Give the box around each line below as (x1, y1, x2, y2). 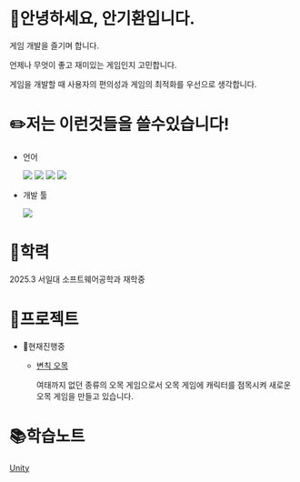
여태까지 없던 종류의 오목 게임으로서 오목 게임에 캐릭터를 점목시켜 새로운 (35, 379, 292, 390)
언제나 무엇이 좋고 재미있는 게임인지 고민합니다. (9, 59, 177, 70)
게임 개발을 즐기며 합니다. (9, 40, 100, 51)
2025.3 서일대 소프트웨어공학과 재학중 (9, 274, 145, 285)
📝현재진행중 (22, 340, 65, 351)
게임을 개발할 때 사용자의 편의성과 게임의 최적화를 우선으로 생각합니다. (9, 78, 257, 89)
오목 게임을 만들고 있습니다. (35, 390, 134, 401)
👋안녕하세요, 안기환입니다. (9, 8, 195, 29)
